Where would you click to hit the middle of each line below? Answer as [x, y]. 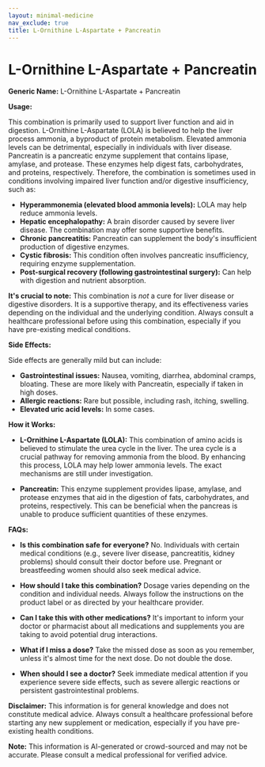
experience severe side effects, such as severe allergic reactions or [130, 682]
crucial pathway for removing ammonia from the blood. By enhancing [132, 457]
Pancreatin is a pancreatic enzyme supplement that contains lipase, [119, 156]
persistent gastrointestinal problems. [79, 691]
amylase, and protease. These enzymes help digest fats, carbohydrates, [126, 164]
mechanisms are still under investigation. [86, 474]
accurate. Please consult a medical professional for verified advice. [118, 755]
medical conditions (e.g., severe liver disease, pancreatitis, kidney [127, 553]
